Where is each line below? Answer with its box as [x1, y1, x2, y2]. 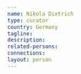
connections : [7, 50, 46, 57]
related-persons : [7, 43, 58, 50]
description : [7, 37, 46, 44]
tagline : [7, 30, 33, 37]
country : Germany [7, 23, 58, 30]
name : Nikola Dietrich [7, 10, 74, 18]
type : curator [7, 17, 49, 24]
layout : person [7, 56, 52, 63]
